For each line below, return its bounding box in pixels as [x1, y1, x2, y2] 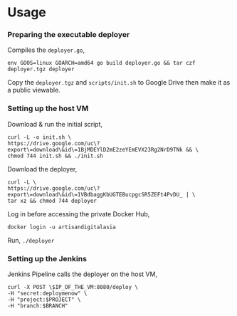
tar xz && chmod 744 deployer [7, 197, 98, 204]
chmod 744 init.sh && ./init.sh [7, 152, 103, 159]
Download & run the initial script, [7, 120, 103, 128]
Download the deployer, [7, 164, 78, 173]
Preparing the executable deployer [7, 30, 130, 40]
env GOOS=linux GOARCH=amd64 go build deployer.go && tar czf [7, 60, 196, 67]
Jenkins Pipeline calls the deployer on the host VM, [7, 270, 158, 278]
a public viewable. [7, 86, 60, 95]
